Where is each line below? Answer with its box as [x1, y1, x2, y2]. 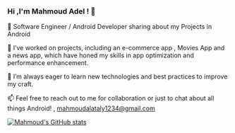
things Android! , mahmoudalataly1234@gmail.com [7, 104, 155, 112]
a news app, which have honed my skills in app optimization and [7, 51, 194, 59]
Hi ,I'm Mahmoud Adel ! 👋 [7, 6, 96, 16]
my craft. [7, 80, 34, 88]
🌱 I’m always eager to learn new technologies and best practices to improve [7, 72, 228, 81]
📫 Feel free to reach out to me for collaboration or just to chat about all [7, 94, 215, 103]
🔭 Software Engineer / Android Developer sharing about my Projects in [7, 23, 212, 31]
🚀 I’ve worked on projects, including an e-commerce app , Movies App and [7, 44, 225, 52]
